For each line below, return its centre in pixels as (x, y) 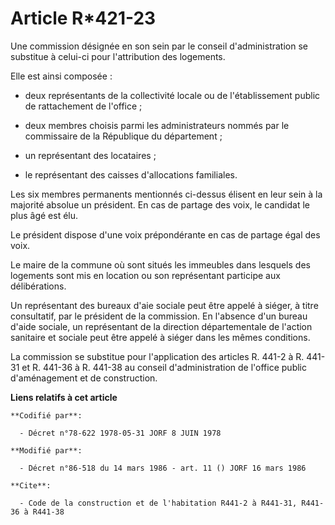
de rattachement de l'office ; (83, 106)
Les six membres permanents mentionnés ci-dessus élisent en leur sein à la (166, 194)
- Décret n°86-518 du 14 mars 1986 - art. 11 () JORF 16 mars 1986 (163, 468)
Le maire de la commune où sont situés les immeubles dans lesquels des (160, 264)
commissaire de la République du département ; (123, 136)
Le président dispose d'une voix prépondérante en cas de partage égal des (165, 234)
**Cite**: (31, 485)
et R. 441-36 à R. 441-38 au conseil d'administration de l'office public (164, 367)
